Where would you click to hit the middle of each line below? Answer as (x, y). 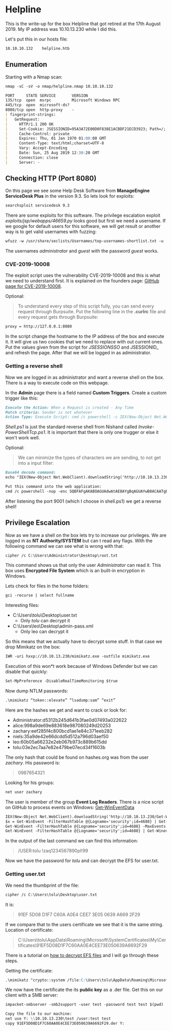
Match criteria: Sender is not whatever (49, 412)
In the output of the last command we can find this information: (72, 841)
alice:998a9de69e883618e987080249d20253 (62, 725)
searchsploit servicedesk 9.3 (38, 206)
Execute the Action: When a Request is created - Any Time (70, 407)
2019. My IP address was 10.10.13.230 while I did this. (61, 29)
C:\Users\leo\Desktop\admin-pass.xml (53, 626)
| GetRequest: (23, 119)
